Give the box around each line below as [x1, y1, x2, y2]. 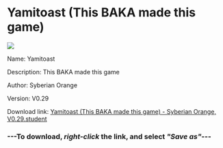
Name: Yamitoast [7, 55, 55, 63]
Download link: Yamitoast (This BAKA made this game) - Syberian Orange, [7, 107, 217, 115]
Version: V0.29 [7, 94, 49, 102]
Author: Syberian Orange [7, 80, 77, 89]
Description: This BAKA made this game [7, 68, 120, 76]
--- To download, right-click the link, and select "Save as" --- [7, 132, 212, 141]
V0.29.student [7, 115, 47, 123]
